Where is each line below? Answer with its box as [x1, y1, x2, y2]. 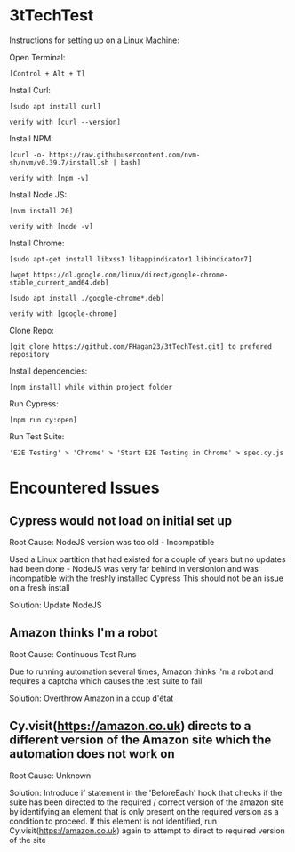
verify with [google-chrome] [9, 309, 117, 318]
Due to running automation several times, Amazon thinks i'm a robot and [9, 666, 274, 677]
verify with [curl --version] [9, 117, 122, 126]
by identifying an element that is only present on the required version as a [9, 806, 279, 816]
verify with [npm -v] [9, 173, 90, 182]
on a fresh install [9, 582, 70, 592]
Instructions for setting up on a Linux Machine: [9, 35, 180, 45]
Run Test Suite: [9, 430, 65, 441]
